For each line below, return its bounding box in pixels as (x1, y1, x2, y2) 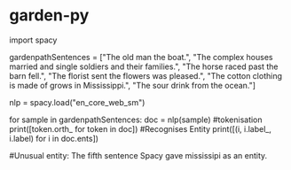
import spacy (9, 35, 58, 45)
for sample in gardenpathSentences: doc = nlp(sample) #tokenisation (9, 114, 263, 125)
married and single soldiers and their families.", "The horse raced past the (9, 61, 279, 72)
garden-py (9, 5, 90, 26)
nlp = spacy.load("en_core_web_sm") (9, 97, 145, 107)
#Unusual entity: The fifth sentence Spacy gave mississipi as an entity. (9, 150, 268, 160)
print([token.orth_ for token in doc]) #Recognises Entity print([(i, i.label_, (9, 123, 272, 134)
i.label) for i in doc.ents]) (9, 133, 99, 143)
